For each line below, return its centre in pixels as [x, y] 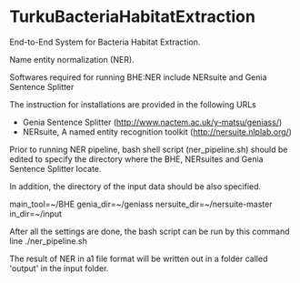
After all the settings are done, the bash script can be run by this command [150, 231]
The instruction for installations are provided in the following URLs [133, 104]
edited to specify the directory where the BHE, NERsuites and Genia [136, 159]
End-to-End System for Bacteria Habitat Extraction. [105, 42]
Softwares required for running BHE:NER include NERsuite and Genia [138, 77]
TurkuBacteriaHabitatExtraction [133, 17]
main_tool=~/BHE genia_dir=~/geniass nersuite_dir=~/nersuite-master [141, 204]
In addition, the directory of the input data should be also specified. [135, 186]
